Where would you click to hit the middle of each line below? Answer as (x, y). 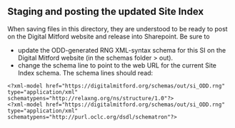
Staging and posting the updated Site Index (106, 12)
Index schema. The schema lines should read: (85, 73)
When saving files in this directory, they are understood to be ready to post (117, 28)
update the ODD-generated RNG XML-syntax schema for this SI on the (122, 50)
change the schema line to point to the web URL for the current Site (117, 65)
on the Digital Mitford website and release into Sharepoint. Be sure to (109, 36)
